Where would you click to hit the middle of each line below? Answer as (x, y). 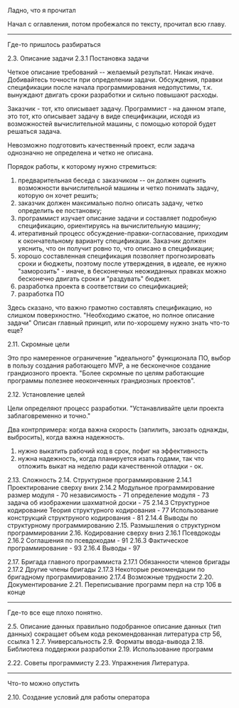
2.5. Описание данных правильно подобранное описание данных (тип (115, 626)
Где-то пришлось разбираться (54, 45)
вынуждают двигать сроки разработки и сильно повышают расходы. (113, 95)
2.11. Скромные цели (38, 344)
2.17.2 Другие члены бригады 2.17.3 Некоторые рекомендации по (106, 569)
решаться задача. (34, 131)
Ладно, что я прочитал (42, 10)
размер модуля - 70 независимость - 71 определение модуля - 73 (108, 495)
